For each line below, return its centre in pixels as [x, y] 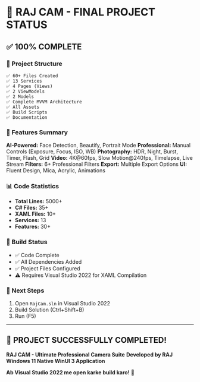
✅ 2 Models [20, 97]
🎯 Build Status [27, 242]
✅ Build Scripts [27, 112]
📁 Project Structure [34, 64]
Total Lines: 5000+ [38, 201]
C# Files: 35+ [32, 208]
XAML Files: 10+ [35, 214]
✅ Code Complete [37, 255]
